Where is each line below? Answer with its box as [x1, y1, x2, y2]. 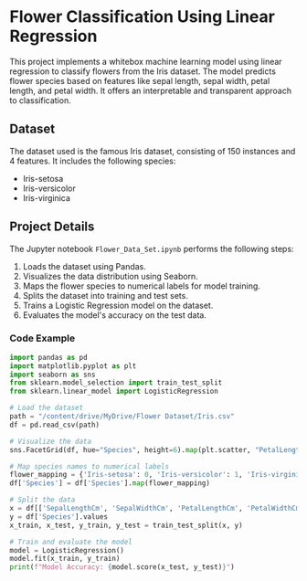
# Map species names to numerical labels [9, 461, 170, 471]
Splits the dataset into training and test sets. [22, 290, 189, 301]
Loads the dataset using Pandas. [22, 260, 146, 271]
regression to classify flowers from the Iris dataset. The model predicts [9, 66, 277, 77]
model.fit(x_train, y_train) [9, 555, 121, 564]
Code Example [9, 332, 76, 344]
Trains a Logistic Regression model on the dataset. [22, 300, 214, 311]
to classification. [9, 94, 71, 106]
